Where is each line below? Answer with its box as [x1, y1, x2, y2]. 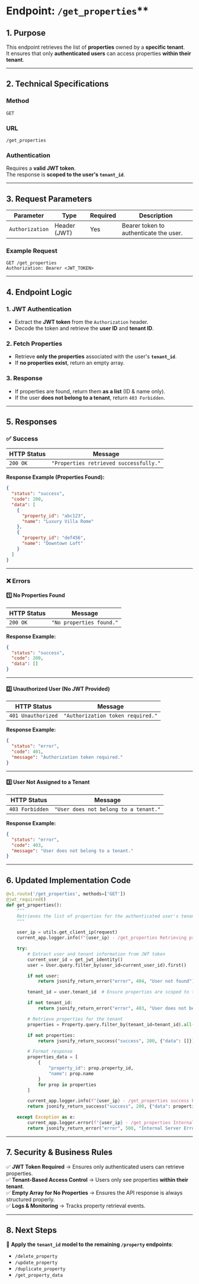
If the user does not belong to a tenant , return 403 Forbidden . [14, 394, 165, 401]
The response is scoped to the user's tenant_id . [6, 171, 126, 178]
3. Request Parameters [6, 194, 92, 204]
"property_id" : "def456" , [21, 535, 86, 541]
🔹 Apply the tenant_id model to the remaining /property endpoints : [6, 1241, 174, 1248]
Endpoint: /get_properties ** [6, 4, 149, 18]
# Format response [27, 1049, 73, 1055]
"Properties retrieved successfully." [51, 460, 161, 467]
